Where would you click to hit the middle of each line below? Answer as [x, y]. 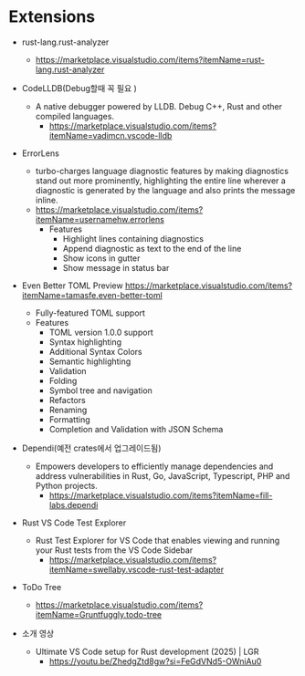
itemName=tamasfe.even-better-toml [92, 295]
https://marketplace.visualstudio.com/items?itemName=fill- [161, 495]
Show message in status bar [116, 267]
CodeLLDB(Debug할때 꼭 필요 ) [79, 88]
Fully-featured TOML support [90, 313]
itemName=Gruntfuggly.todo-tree [99, 614]
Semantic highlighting [90, 361]
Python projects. [66, 485]
